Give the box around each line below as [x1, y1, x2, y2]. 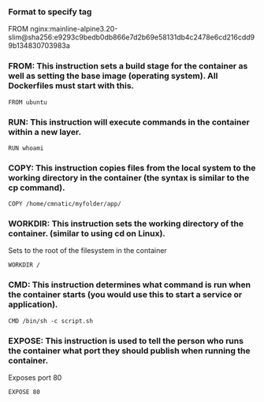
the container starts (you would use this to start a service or [8, 289, 243, 300]
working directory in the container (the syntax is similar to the [8, 172, 250, 183]
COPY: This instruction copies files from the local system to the [8, 162, 256, 173]
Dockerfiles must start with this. [8, 80, 135, 91]
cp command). [8, 182, 65, 193]
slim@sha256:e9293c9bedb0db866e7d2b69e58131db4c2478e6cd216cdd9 [8, 32, 255, 42]
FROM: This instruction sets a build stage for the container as [8, 61, 248, 72]
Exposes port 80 [8, 373, 62, 382]
